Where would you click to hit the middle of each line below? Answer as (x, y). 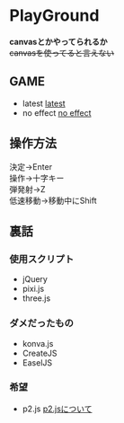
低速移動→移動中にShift (53, 200)
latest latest (44, 103)
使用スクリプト (42, 259)
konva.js (38, 343)
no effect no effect (57, 112)
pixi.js (33, 289)
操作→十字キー (37, 178)
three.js (36, 298)
